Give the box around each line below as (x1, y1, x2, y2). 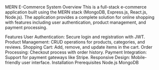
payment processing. (5, 25, 48, 30)
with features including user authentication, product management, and (5, 19, 146, 25)
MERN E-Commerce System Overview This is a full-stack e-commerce (5, 4, 147, 10)
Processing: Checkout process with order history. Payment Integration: (5, 49, 147, 55)
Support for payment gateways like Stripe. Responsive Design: (5, 55, 130, 60)
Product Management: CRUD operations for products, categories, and (5, 39, 145, 45)
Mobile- (131, 55, 147, 60)
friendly (5, 60, 21, 65)
